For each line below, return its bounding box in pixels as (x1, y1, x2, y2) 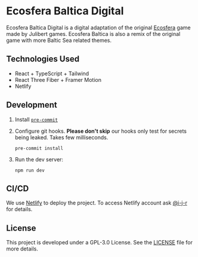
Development (6, 100, 58, 110)
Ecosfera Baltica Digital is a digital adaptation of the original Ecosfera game (6, 24, 191, 31)
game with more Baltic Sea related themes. (6, 36, 112, 44)
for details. (6, 206, 33, 213)
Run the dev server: (14, 155, 64, 163)
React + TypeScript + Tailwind (14, 70, 89, 77)
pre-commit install (14, 145, 64, 151)
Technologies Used (6, 54, 79, 64)
